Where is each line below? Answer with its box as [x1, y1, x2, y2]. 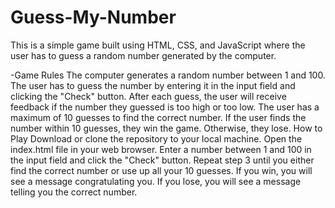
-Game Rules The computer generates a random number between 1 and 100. [10, 69, 326, 81]
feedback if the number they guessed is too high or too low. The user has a [10, 101, 320, 113]
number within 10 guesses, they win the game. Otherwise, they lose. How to [10, 122, 323, 134]
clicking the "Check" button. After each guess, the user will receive [10, 90, 287, 102]
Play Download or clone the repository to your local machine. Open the [10, 132, 303, 145]
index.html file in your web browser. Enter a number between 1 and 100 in [10, 143, 312, 155]
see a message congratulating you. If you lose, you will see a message [10, 175, 302, 187]
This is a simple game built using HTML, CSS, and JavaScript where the [10, 39, 306, 51]
